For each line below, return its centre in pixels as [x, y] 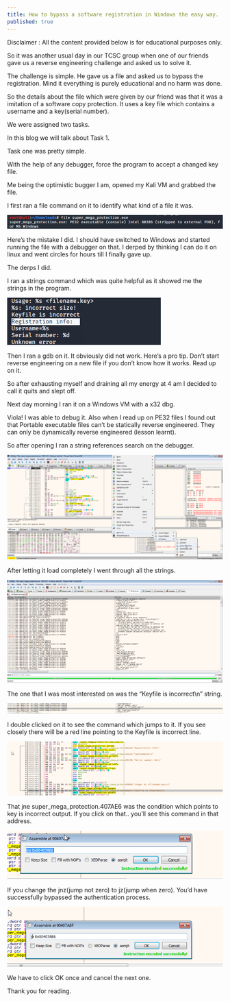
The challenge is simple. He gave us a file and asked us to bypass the [105, 76]
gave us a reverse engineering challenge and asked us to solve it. [99, 62]
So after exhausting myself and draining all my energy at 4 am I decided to [112, 384]
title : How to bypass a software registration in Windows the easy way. [113, 14]
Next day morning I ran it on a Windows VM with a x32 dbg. [91, 404]
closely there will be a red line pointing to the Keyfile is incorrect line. [104, 732]
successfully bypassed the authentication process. [79, 897]
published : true [30, 22]
